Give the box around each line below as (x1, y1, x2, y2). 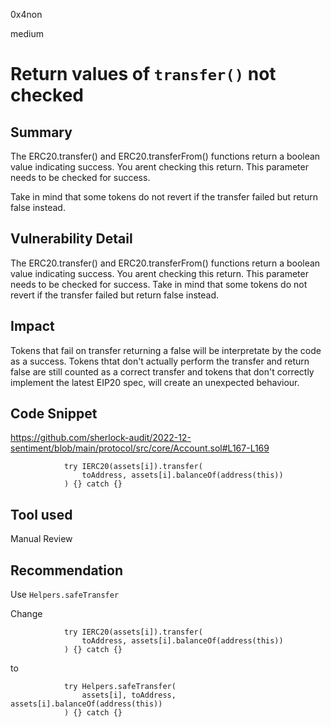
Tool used (10, 506, 73, 523)
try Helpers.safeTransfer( (63, 682, 177, 692)
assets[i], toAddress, (81, 690, 177, 701)
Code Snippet (10, 405, 98, 423)
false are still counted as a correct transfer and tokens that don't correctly (10, 365, 315, 378)
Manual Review (10, 533, 73, 545)
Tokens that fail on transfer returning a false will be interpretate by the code (10, 344, 322, 356)
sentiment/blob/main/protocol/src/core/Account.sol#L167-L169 (10, 442, 270, 454)
